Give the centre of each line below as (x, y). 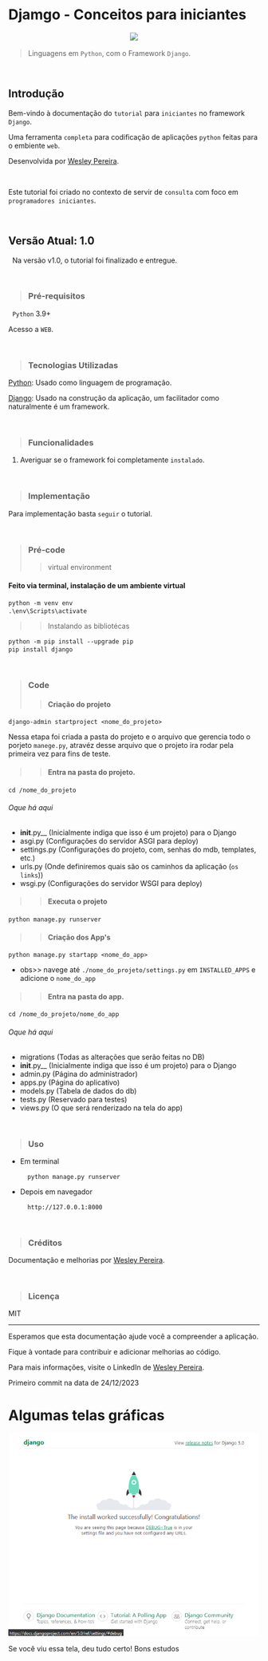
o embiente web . (34, 145)
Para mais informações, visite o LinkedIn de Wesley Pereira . (106, 1367)
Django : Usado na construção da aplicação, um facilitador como (114, 398)
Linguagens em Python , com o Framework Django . (109, 53)
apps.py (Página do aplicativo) (70, 1082)
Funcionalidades (61, 443)
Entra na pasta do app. (86, 996)
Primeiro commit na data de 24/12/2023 (74, 1383)
